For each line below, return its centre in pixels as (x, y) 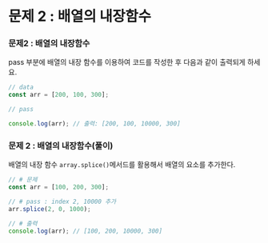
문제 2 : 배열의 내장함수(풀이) (61, 145)
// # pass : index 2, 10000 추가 (62, 202)
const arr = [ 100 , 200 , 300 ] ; (59, 187)
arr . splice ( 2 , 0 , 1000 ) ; (50, 209)
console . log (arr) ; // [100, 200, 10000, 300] (85, 231)
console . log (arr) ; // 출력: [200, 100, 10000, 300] (95, 124)
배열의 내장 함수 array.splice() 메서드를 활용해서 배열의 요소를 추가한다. (122, 165)
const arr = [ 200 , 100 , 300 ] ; (59, 95)
